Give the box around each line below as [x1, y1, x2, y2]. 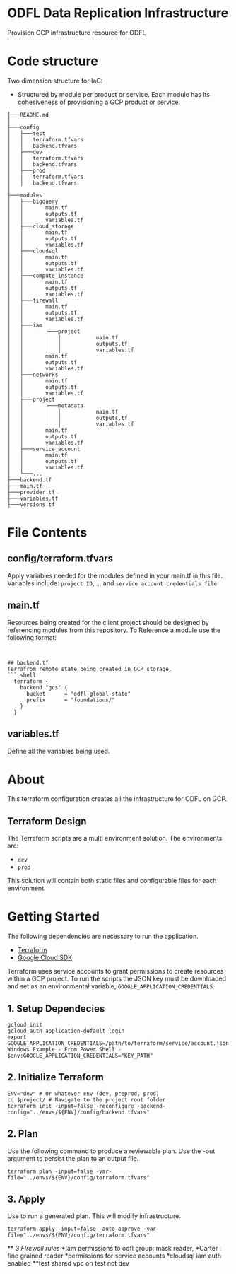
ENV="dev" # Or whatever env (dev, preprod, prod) [7, 1090, 160, 1097]
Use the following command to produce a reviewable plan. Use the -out [7, 1147, 216, 1155]
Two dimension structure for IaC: [7, 76, 103, 85]
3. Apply [7, 1193, 46, 1205]
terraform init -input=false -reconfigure [7, 1102, 134, 1109]
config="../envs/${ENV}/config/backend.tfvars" [7, 1109, 151, 1116]
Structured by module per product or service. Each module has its [17, 90, 211, 98]
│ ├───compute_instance [7, 272, 83, 279]
